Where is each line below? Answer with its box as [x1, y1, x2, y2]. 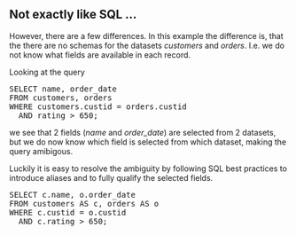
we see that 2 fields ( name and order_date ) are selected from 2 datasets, [9, 127, 277, 137]
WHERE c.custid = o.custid [9, 208, 127, 217]
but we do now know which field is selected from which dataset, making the [9, 137, 287, 147]
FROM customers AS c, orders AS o [9, 199, 160, 208]
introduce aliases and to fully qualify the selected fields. [9, 172, 214, 183]
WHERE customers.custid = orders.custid [9, 101, 188, 112]
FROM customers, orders [9, 92, 113, 103]
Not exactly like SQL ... [9, 7, 137, 22]
